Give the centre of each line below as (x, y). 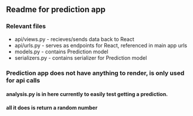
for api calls (23, 80)
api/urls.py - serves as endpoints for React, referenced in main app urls (101, 45)
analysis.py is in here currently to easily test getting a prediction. (87, 94)
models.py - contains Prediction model (61, 52)
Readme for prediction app (56, 10)
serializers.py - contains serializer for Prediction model (81, 57)
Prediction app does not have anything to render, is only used (95, 73)
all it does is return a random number (52, 107)
